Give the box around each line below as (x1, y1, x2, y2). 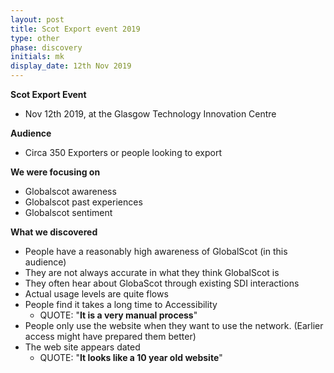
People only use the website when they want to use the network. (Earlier (24, 320, 324, 331)
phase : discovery (10, 42, 83, 53)
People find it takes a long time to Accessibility (24, 299, 218, 310)
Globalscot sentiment (24, 207, 113, 218)
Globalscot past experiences (24, 196, 143, 208)
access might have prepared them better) (24, 331, 197, 342)
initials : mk (10, 52, 65, 62)
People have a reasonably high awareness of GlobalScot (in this (24, 246, 288, 257)
